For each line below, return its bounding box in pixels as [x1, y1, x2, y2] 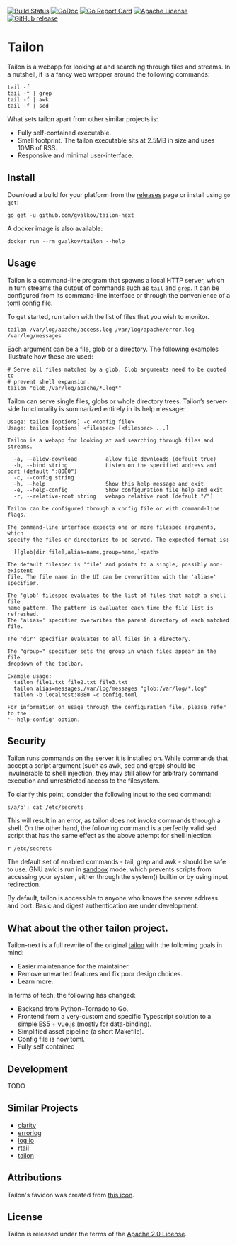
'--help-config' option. [7, 716, 81, 723]
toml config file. [7, 298, 53, 307]
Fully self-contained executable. [17, 128, 112, 137]
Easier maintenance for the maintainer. [17, 962, 130, 971]
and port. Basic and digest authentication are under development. [7, 901, 199, 910]
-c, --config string [13, 474, 74, 481]
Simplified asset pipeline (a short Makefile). [17, 1027, 144, 1036]
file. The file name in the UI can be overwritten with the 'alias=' [7, 573, 217, 581]
